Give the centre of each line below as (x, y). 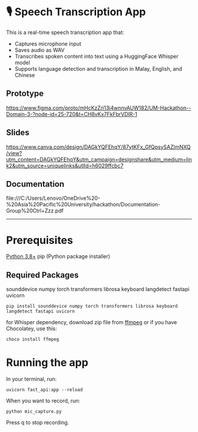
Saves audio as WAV (39, 50)
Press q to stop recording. (38, 423)
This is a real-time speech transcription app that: (65, 32)
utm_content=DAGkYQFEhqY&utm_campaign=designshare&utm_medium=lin (99, 159)
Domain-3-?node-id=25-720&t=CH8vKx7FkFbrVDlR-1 (72, 114)
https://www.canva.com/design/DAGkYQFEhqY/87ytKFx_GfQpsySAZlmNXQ (98, 147)
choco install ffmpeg (33, 339)
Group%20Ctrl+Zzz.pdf (35, 211)
